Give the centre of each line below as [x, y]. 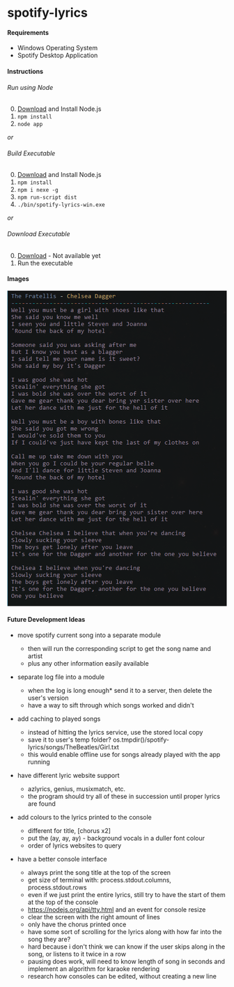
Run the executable [45, 263]
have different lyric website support [68, 775]
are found [41, 804]
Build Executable [31, 153]
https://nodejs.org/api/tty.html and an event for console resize [117, 910]
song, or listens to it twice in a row [77, 954]
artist [35, 656]
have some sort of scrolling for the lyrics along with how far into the [125, 932]
